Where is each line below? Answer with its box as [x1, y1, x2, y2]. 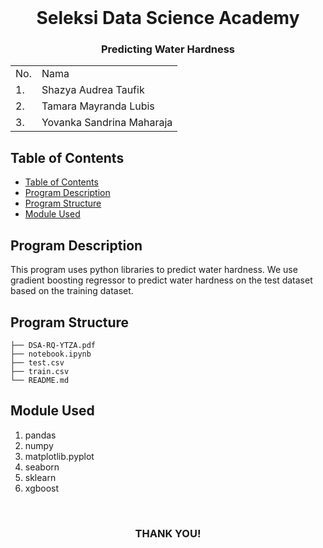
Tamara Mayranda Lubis [41, 99, 155, 113]
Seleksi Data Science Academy [36, 7, 300, 30]
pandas [24, 429, 57, 441]
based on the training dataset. [10, 285, 134, 297]
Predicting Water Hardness [101, 42, 235, 56]
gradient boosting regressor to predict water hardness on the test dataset [10, 274, 313, 286]
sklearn [24, 471, 57, 483]
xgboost [24, 482, 60, 494]
